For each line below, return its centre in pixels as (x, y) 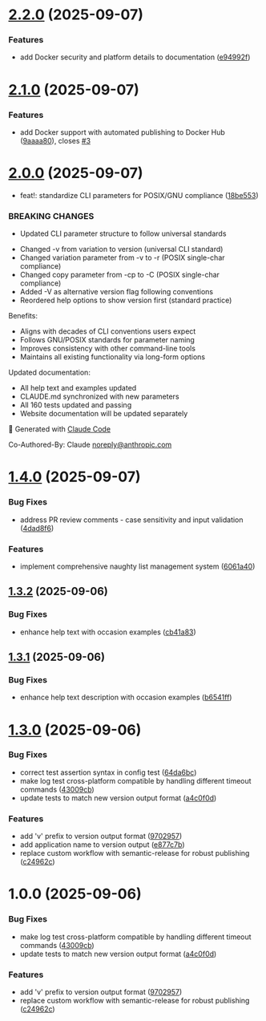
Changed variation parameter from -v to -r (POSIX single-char (123, 257)
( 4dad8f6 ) (37, 528)
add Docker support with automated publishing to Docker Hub (123, 132)
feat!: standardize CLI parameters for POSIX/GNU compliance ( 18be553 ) (139, 195)
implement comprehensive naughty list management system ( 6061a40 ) (137, 566)
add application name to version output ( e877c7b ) (103, 845)
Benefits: (23, 316)
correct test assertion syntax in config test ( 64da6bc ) (108, 772)
